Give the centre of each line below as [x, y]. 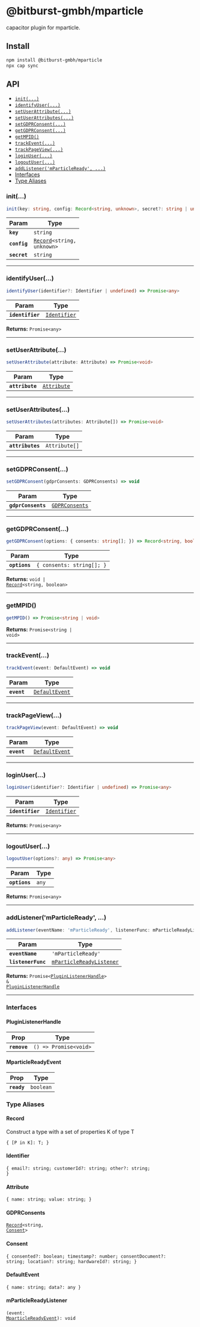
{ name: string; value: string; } [49, 1200]
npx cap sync [22, 66]
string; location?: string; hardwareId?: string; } [71, 1261]
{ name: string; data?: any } [44, 1287]
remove [18, 1047]
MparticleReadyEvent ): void [41, 1319]
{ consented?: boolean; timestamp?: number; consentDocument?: [86, 1256]
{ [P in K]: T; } [28, 1143]
